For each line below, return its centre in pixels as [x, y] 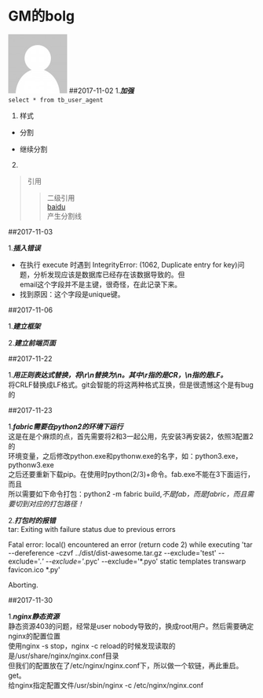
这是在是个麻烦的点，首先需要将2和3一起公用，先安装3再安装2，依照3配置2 [131, 436]
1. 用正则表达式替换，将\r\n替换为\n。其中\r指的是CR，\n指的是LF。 [118, 375]
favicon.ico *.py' [34, 569]
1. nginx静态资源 [34, 616]
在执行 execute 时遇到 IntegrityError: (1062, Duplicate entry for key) [128, 264]
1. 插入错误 [24, 248]
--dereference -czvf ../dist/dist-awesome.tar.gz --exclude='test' [113, 552]
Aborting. [23, 585]
